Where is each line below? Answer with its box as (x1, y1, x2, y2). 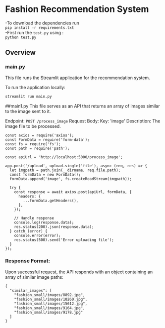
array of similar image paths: (5, 274, 63, 280)
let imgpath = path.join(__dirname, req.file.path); (9, 168, 121, 173)
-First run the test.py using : (5, 29, 63, 35)
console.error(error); (14, 233, 61, 238)
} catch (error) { (9, 228, 48, 233)
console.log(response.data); (14, 220, 74, 225)
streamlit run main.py (5, 94, 52, 99)
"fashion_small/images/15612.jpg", (14, 301, 88, 306)
